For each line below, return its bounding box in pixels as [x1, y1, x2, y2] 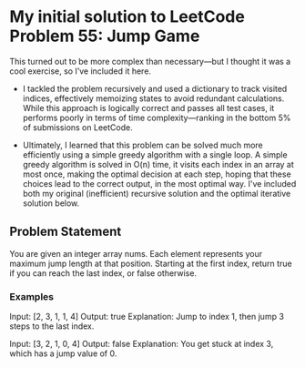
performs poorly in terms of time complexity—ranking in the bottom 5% [22, 112, 291, 123]
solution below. [22, 198, 80, 209]
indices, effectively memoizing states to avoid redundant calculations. [22, 93, 285, 104]
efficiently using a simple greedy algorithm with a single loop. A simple [22, 148, 289, 160]
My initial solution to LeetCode [9, 6, 246, 27]
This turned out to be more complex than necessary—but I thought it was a [9, 56, 291, 66]
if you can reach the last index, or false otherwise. [9, 267, 198, 279]
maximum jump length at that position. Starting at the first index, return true [9, 258, 293, 269]
